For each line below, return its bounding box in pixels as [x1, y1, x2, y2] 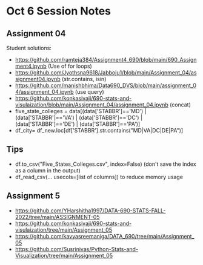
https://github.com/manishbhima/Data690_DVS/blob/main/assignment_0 [15, 82, 197, 89]
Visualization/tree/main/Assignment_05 [15, 252, 113, 259]
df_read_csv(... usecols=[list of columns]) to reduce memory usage [15, 173, 184, 180]
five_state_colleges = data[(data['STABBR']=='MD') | [15, 108, 147, 114]
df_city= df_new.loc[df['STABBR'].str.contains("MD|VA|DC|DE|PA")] [15, 127, 184, 134]
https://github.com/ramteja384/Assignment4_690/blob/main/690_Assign [15, 56, 197, 63]
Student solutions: [6, 44, 52, 51]
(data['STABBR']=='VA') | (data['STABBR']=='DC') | [15, 114, 143, 121]
